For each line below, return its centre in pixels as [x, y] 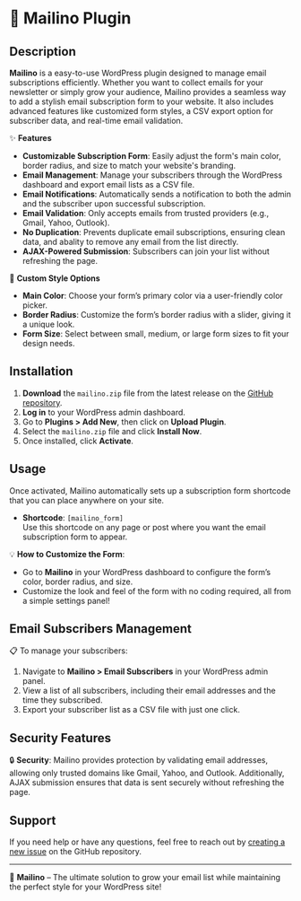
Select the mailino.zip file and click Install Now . [112, 431]
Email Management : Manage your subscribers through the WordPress [152, 175]
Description [43, 52]
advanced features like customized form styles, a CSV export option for [142, 111]
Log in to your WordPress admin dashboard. [104, 412]
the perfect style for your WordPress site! [86, 887]
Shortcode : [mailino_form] [73, 517]
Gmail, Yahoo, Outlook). [66, 223]
